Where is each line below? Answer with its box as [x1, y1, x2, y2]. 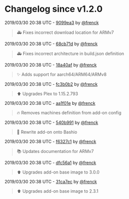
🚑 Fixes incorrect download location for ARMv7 [16, 29, 114, 35]
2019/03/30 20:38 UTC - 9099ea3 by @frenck [4, 20, 99, 25]
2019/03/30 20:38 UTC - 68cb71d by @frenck [4, 41, 98, 47]
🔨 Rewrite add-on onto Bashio [16, 129, 77, 135]
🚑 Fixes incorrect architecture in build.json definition [16, 50, 125, 56]
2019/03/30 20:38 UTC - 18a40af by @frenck [4, 62, 97, 68]
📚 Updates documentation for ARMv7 [16, 148, 94, 154]
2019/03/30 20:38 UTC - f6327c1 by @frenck [4, 138, 97, 144]
